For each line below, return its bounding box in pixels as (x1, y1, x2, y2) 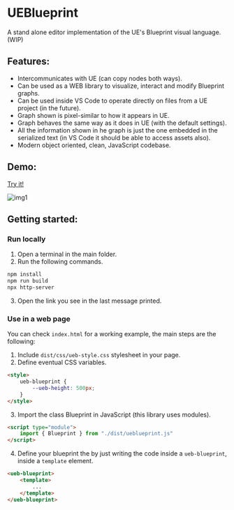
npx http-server (7, 284, 54, 291)
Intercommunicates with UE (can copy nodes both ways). (17, 74, 183, 82)
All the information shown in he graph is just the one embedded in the (17, 126, 218, 134)
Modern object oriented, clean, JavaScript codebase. (17, 141, 171, 149)
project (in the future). (17, 103, 82, 112)
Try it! (7, 179, 24, 188)
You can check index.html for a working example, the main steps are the (7, 330, 217, 338)
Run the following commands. (17, 257, 103, 266)
